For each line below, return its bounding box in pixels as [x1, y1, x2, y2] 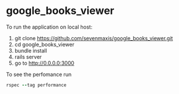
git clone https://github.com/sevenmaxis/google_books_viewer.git [14, 34, 173, 41]
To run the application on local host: [6, 23, 92, 30]
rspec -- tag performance [6, 82, 67, 88]
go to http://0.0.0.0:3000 [14, 60, 75, 67]
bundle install [14, 47, 47, 54]
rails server [14, 53, 42, 60]
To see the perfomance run [6, 71, 72, 78]
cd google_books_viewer [14, 41, 75, 48]
